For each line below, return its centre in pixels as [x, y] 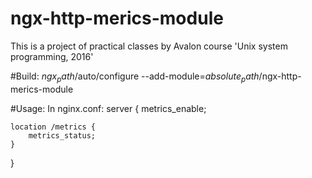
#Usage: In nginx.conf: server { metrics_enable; [108, 108]
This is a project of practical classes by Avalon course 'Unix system [149, 46]
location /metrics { [53, 127]
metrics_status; [62, 135]
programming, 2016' [52, 56]
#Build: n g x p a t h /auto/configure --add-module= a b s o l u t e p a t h [135, 77]
